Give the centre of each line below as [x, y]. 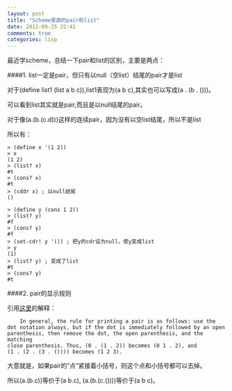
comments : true [29, 33]
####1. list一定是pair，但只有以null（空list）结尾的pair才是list [95, 75]
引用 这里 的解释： [32, 308]
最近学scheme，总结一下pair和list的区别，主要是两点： [86, 61]
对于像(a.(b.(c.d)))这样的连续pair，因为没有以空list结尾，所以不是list [104, 120]
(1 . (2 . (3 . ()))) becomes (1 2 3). [65, 352]
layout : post [26, 14]
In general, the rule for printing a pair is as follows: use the [118, 321]
